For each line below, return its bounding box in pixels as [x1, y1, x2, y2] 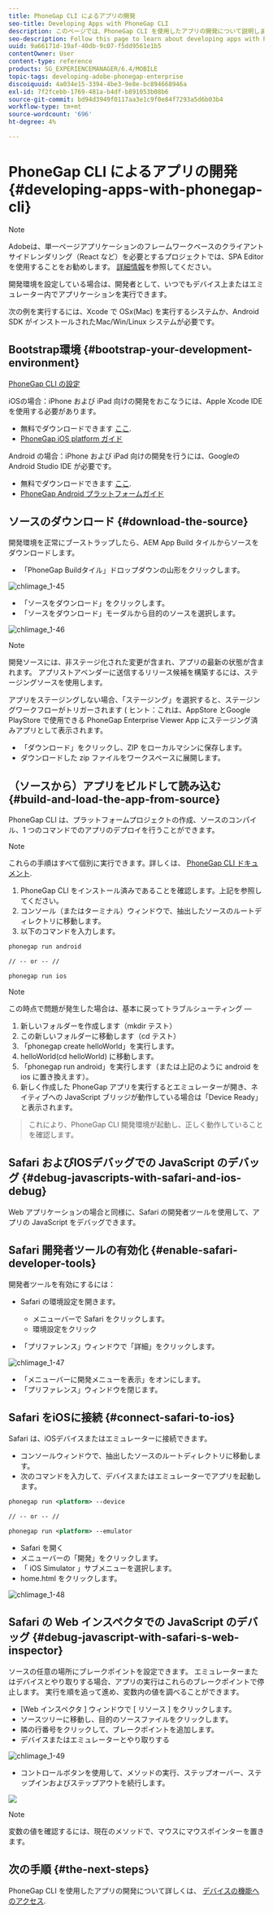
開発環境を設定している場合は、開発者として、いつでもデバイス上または [8, 278, 250, 289]
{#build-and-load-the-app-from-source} [8, 792, 221, 806]
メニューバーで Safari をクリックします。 [32, 1314, 169, 1324]
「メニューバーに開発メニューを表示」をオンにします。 [19, 1374, 206, 1384]
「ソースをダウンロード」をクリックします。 [19, 598, 169, 608]
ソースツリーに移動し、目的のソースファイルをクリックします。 [19, 1714, 233, 1724]
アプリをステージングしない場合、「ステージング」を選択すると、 [8, 695, 225, 705]
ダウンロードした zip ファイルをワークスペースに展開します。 [19, 753, 225, 763]
